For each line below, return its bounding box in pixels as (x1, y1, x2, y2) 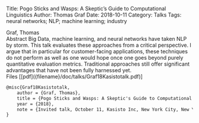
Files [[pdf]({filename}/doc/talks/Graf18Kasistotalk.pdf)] (6, 73, 143, 80)
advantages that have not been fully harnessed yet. (6, 67, 132, 73)
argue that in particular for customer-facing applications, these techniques (6, 48, 188, 55)
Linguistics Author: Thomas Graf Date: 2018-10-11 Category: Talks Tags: (6, 11, 182, 18)
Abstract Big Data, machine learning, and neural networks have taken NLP (6, 35, 187, 42)
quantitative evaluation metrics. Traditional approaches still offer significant (6, 60, 190, 67)
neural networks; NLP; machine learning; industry (6, 18, 127, 24)
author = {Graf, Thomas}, (17, 90, 81, 96)
